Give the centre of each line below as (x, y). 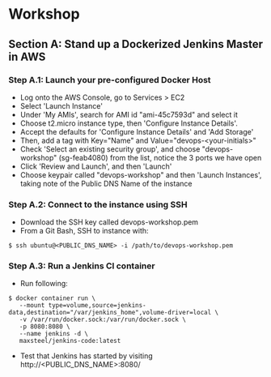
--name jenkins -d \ (54, 334)
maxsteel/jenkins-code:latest (70, 341)
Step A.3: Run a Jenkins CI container (82, 266)
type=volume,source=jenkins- (97, 306)
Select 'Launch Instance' (61, 105)
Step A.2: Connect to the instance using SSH (98, 204)
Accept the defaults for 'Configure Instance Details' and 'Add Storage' (137, 131)
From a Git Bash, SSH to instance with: (84, 231)
